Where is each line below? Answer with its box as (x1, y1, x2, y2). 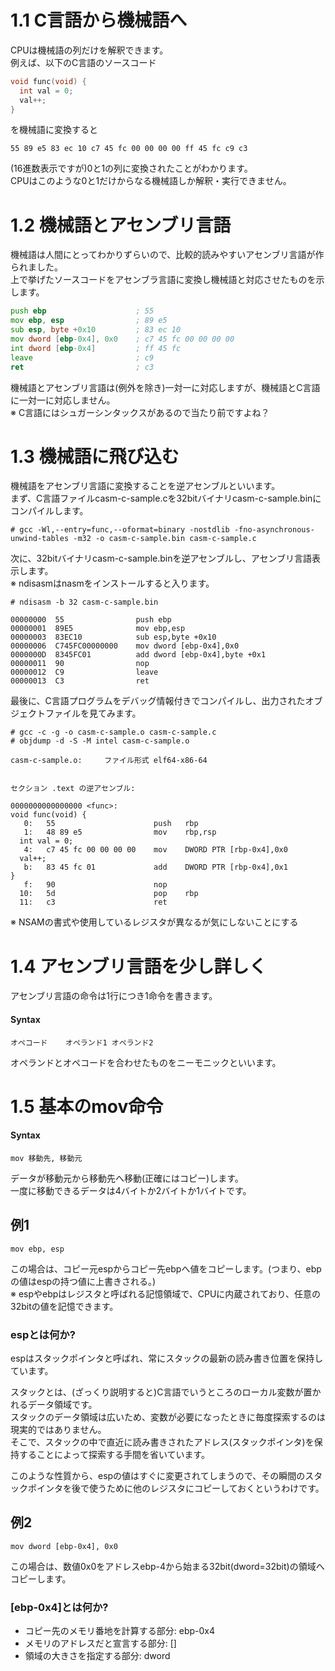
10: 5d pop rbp (19, 889, 199, 899)
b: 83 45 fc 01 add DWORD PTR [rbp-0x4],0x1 (23, 862, 288, 873)
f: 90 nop (23, 880, 168, 890)
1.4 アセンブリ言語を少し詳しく (10, 955, 267, 978)
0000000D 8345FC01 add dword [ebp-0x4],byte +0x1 (10, 650, 267, 660)
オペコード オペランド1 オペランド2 (10, 1037, 154, 1048)
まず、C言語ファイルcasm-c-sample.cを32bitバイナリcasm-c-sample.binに (10, 492, 322, 505)
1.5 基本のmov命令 (10, 1095, 164, 1118)
